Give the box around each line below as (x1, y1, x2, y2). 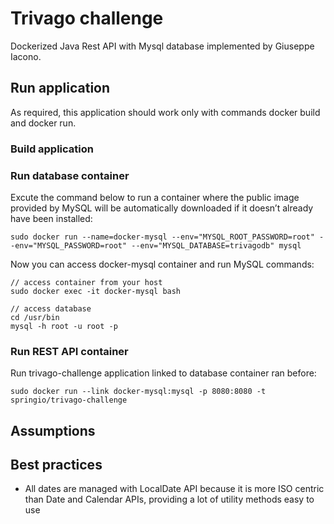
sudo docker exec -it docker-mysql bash (10, 286, 182, 296)
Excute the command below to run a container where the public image (10, 191, 300, 203)
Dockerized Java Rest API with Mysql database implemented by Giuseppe (10, 40, 315, 52)
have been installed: (10, 212, 93, 224)
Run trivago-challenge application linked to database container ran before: (10, 367, 317, 379)
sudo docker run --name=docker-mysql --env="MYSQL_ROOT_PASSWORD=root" (10, 232, 315, 242)
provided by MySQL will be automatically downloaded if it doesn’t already (10, 202, 314, 214)
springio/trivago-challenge (10, 395, 128, 406)
